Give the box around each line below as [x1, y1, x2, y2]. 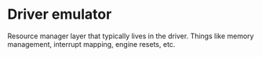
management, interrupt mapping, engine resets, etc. [7, 39, 176, 48]
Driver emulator [7, 5, 112, 23]
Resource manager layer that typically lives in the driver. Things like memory [7, 31, 254, 41]
